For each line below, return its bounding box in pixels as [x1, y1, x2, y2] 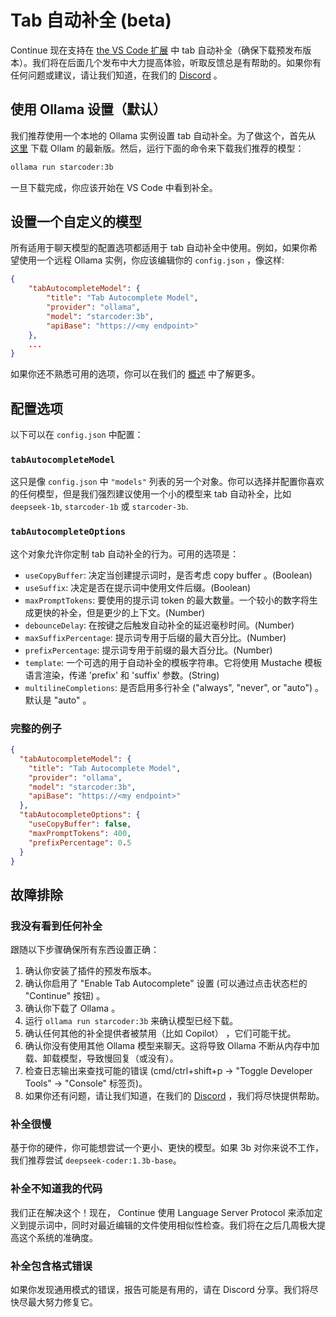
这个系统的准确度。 [18, 1231, 98, 1243]
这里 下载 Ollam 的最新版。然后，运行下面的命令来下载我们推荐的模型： [10, 142, 305, 154]
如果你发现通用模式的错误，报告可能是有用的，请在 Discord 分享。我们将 [10, 1283, 310, 1295]
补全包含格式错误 [10, 1259, 93, 1273]
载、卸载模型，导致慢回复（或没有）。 [24, 1052, 179, 1065]
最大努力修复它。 [27, 1296, 98, 1308]
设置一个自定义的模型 [10, 214, 142, 231]
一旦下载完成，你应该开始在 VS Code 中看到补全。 [10, 181, 218, 193]
